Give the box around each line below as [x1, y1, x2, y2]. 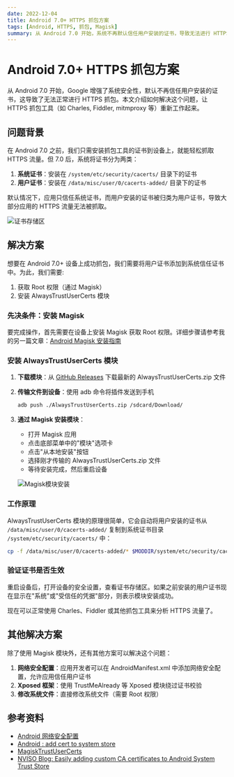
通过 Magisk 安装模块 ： [17, 415, 86, 423]
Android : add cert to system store [17, 740, 116, 748]
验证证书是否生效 [7, 565, 65, 575]
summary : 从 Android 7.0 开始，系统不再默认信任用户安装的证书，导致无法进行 [7, 29, 211, 37]
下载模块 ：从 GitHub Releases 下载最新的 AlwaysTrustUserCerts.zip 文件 [17, 373, 226, 382]
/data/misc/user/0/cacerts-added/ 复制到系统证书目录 [7, 525, 164, 533]
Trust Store [17, 762, 50, 771]
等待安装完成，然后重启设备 [27, 465, 108, 474]
